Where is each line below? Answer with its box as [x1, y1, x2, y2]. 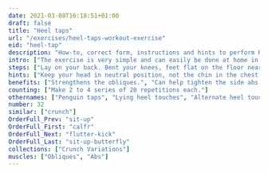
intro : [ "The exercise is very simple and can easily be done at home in [8, 57, 259, 65]
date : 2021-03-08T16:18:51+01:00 [8, 11, 120, 20]
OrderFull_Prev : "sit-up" [8, 116, 94, 124]
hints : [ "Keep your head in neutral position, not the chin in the [8, 71, 238, 79]
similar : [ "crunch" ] [8, 108, 77, 116]
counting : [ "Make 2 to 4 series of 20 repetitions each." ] [8, 85, 209, 94]
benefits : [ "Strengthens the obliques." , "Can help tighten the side [8, 78, 245, 86]
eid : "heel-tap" [8, 41, 62, 49]
